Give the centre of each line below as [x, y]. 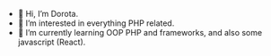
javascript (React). [52, 42]
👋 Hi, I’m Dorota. [48, 14]
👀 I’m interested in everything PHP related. [96, 23]
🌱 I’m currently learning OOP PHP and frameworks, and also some [140, 32]
